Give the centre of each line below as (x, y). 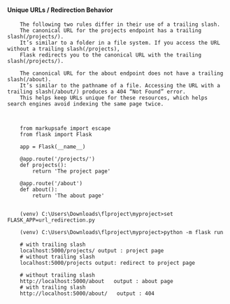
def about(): (39, 190)
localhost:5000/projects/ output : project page (92, 251)
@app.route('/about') (51, 184)
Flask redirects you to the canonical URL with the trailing (110, 55)
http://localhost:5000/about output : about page (96, 282)
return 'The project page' (72, 171)
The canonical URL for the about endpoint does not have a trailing (122, 73)
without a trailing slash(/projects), (64, 49)
